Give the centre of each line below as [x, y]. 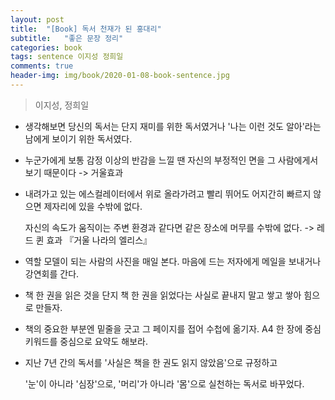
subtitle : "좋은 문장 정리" [67, 38]
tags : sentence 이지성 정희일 [67, 57]
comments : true [42, 66]
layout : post [37, 19]
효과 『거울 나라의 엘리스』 [99, 240]
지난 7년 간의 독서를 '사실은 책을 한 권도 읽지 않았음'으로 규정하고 [151, 362]
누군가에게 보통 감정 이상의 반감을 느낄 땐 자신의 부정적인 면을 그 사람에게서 [171, 160]
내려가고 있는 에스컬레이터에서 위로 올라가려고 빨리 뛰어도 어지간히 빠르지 [168, 193]
